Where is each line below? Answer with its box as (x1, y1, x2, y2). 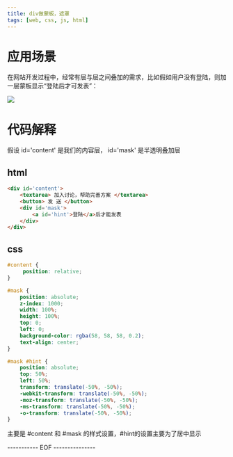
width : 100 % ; (19, 307, 58, 314)
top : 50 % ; (19, 371, 49, 378)
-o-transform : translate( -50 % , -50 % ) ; (19, 410, 132, 417)
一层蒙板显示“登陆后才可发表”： (7, 81, 99, 90)
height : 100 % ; (19, 313, 61, 320)
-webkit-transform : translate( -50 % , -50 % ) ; (19, 390, 148, 397)
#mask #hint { (7, 358, 49, 365)
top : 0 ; (19, 319, 42, 327)
